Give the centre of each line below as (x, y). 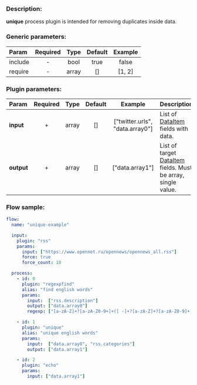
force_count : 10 (41, 263)
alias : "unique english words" (60, 333)
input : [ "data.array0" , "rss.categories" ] (81, 344)
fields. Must (176, 167)
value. (168, 190)
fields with (174, 129)
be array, (172, 175)
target (168, 153)
